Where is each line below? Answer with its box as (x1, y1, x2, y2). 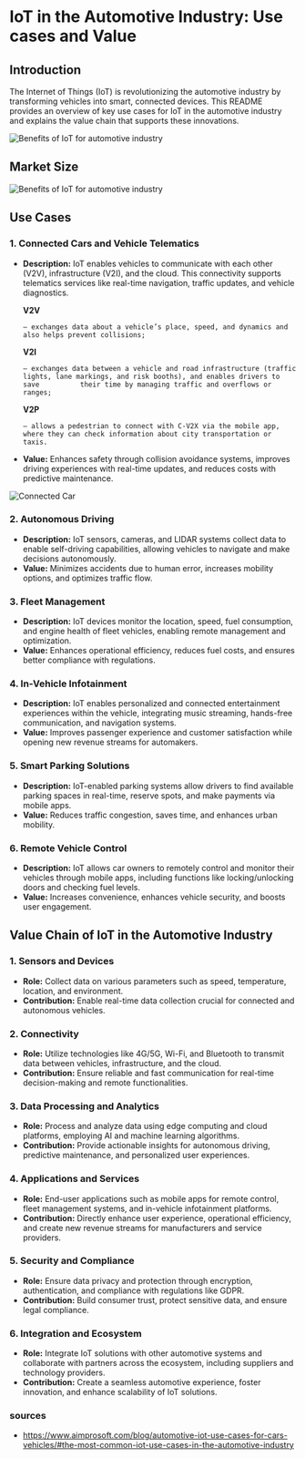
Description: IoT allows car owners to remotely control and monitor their (22, 862, 295, 873)
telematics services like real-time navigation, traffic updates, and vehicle (22, 277, 295, 288)
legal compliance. (22, 1304, 89, 1315)
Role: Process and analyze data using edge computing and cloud (22, 1121, 268, 1132)
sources (9, 1410, 47, 1423)
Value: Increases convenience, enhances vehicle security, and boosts (22, 891, 286, 902)
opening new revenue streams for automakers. (22, 736, 198, 748)
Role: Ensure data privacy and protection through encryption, (22, 1275, 253, 1286)
